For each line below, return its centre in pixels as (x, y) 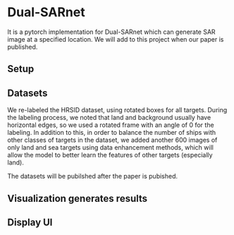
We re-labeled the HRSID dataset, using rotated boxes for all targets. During (117, 110)
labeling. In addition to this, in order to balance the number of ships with (112, 133)
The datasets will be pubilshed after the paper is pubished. (93, 176)
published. (23, 47)
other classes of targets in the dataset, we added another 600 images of (112, 140)
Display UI (30, 222)
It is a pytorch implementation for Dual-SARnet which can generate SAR (112, 32)
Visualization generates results (78, 198)
